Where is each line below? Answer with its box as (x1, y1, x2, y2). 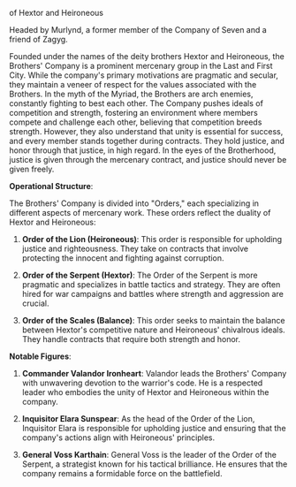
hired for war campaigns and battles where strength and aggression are (21, 289, 285, 299)
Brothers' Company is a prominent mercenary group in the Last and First (9, 61, 273, 71)
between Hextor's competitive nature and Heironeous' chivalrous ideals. (21, 324, 285, 335)
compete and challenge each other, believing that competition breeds (9, 117, 262, 127)
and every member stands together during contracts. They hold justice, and (9, 136, 285, 146)
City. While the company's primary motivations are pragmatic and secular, (9, 70, 278, 80)
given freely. (9, 164, 55, 174)
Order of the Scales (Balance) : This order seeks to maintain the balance (21, 316, 285, 325)
